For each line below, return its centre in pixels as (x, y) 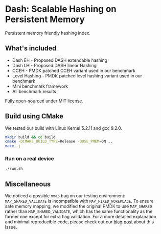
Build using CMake (34, 116)
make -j (13, 146)
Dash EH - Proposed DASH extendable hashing (60, 60)
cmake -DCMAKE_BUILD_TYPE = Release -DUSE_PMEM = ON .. (59, 141)
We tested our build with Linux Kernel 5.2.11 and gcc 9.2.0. (64, 128)
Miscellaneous (28, 184)
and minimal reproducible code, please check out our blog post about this (80, 222)
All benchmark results (34, 91)
